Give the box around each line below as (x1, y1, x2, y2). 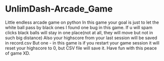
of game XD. (5, 50, 30, 56)
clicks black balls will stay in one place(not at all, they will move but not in (5, 30, 153, 35)
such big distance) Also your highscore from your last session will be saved (5, 35, 158, 41)
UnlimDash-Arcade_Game (5, 3, 113, 15)
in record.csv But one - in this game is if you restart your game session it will (5, 40, 160, 46)
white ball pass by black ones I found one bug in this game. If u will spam (5, 24, 153, 30)
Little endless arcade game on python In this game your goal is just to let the (5, 19, 159, 25)
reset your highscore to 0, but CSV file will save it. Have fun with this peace (5, 45, 157, 51)
